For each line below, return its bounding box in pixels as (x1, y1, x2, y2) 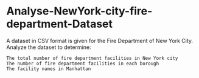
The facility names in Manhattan (6, 65, 91, 72)
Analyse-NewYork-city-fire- (6, 4, 153, 18)
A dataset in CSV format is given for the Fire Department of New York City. (6, 37, 194, 44)
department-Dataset (6, 17, 113, 31)
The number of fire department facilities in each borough (6, 60, 159, 67)
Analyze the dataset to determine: (6, 44, 91, 51)
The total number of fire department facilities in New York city (6, 55, 178, 61)
